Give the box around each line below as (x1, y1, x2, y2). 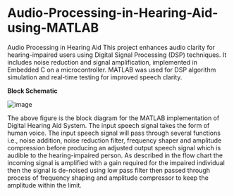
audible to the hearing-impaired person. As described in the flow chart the (7, 151, 223, 159)
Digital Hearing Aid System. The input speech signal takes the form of (7, 121, 210, 129)
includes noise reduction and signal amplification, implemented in (7, 58, 197, 66)
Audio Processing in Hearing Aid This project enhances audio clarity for (7, 43, 216, 51)
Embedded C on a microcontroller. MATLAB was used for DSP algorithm (7, 65, 216, 74)
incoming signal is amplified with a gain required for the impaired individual (7, 158, 226, 166)
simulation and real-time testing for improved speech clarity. (7, 72, 183, 81)
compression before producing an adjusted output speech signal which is (7, 143, 221, 152)
